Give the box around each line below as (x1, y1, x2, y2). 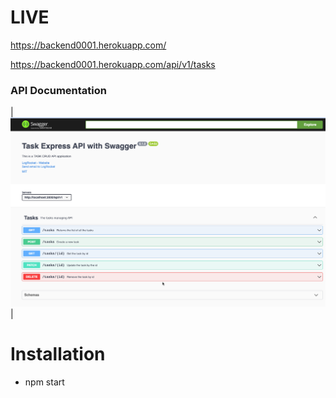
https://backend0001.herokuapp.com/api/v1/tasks (10, 58, 216, 70)
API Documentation (10, 83, 108, 97)
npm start (24, 376, 65, 388)
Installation (10, 343, 106, 366)
